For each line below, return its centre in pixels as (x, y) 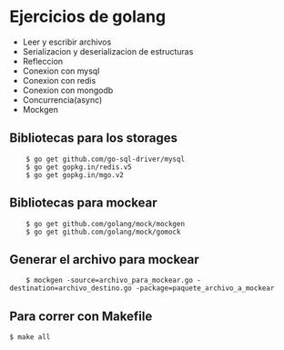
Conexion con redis (59, 80)
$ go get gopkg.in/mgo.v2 (75, 175)
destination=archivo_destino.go (71, 288)
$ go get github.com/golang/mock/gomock (103, 232)
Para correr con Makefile (81, 316)
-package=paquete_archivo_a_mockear (205, 288)
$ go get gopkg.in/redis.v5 (79, 167)
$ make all (30, 337)
